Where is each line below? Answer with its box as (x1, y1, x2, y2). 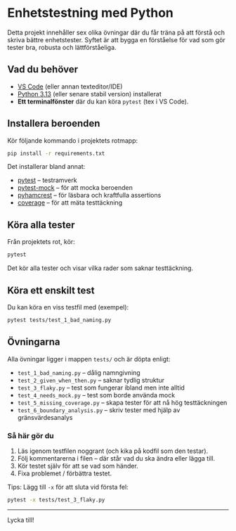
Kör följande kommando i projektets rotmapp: (7, 136, 138, 145)
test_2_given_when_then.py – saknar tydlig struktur (17, 376, 165, 384)
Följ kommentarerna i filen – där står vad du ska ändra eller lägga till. (17, 454, 216, 462)
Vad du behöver (7, 63, 79, 75)
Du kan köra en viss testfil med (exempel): (7, 302, 129, 311)
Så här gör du (7, 430, 54, 440)
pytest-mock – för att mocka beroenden (17, 184, 133, 192)
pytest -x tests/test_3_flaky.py (7, 496, 105, 504)
